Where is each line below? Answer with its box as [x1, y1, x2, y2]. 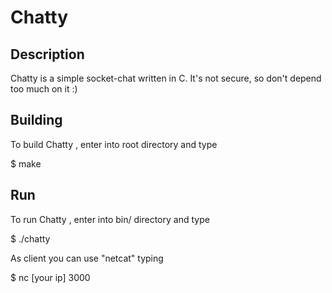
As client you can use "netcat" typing [10, 252, 164, 264]
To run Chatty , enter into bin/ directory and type [10, 213, 210, 225]
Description [10, 46, 85, 63]
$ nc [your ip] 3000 [10, 271, 91, 283]
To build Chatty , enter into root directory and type [10, 138, 218, 150]
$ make [10, 157, 42, 170]
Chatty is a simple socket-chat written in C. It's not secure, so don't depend [10, 72, 322, 84]
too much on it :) [10, 83, 78, 95]
